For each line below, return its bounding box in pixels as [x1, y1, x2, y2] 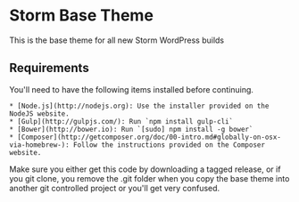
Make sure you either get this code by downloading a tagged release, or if [9, 164, 281, 174]
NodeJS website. [9, 109, 70, 118]
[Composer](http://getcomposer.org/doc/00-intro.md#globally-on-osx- [17, 133, 281, 141]
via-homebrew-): [9, 140, 70, 149]
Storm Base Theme [9, 5, 154, 26]
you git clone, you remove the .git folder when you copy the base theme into [9, 173, 290, 183]
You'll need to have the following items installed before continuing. [9, 84, 254, 94]
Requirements [9, 61, 89, 76]
